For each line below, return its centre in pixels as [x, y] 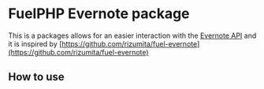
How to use [36, 77]
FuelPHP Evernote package [99, 14]
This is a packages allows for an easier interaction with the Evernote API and [132, 35]
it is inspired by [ [35, 43]
